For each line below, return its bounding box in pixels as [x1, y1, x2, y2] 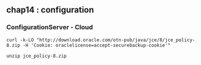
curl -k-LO [6, 36, 34, 43]
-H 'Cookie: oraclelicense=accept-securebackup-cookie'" [22, 42, 171, 48]
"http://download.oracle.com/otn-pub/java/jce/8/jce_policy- [36, 36, 196, 43]
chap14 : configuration [6, 5, 95, 15]
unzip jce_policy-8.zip [6, 53, 67, 59]
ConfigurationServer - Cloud [6, 23, 93, 32]
